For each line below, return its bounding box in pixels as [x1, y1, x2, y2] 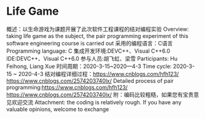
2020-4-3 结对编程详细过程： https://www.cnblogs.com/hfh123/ [18, 70, 179, 77]
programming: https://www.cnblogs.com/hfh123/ [6, 83, 128, 91]
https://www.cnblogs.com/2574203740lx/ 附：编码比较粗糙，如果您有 [6, 91, 184, 98]
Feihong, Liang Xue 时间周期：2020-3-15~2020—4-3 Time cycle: [6, 63, 172, 70]
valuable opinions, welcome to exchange [6, 106, 109, 113]
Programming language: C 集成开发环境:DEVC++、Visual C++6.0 [6, 47, 170, 55]
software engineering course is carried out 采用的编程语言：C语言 [6, 39, 173, 47]
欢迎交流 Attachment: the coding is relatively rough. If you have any [11, 98, 182, 106]
